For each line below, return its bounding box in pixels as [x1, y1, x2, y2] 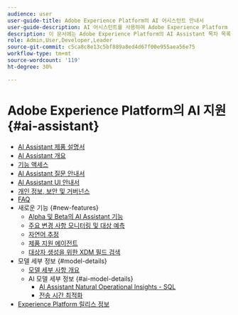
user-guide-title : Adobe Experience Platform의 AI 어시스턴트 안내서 [7, 17, 205, 24]
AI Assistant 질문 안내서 [17, 169, 85, 178]
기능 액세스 [17, 160, 49, 169]
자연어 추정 [28, 230, 59, 238]
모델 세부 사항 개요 [28, 265, 80, 274]
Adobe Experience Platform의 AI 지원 [7, 102, 227, 118]
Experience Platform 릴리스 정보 [17, 299, 110, 308]
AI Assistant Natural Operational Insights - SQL [38, 282, 176, 291]
